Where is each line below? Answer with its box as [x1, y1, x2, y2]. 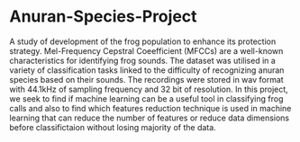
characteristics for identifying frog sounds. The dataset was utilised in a [9, 55, 277, 66]
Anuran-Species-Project [9, 6, 197, 27]
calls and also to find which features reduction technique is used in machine [9, 102, 292, 113]
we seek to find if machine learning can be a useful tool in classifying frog [9, 93, 284, 104]
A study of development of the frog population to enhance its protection [9, 36, 277, 47]
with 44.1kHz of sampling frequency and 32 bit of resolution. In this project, [9, 84, 288, 94]
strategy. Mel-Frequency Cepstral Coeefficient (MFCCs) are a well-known [9, 45, 284, 56]
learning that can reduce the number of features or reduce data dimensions [9, 112, 290, 123]
